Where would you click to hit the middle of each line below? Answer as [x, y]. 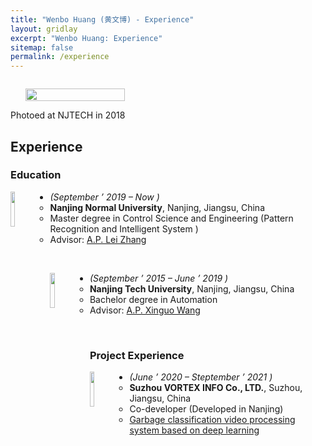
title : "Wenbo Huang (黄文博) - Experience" [102, 19]
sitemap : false [42, 47]
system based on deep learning [194, 430]
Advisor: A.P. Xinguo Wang [145, 310]
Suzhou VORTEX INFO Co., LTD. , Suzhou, [216, 388]
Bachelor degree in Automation [153, 299]
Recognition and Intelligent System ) [124, 228]
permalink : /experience [60, 57]
